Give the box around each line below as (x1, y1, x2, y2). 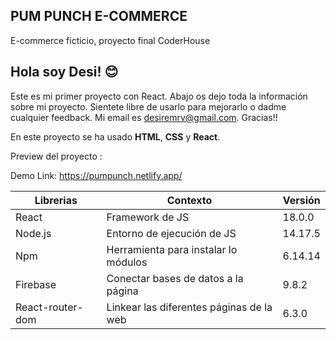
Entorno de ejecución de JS (106, 226, 237, 240)
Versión (282, 193, 321, 207)
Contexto (166, 193, 213, 207)
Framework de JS (106, 210, 190, 224)
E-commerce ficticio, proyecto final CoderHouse (10, 34, 211, 46)
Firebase (15, 277, 57, 291)
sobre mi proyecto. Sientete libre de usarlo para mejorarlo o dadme (10, 100, 287, 113)
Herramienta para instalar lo (106, 242, 238, 256)
